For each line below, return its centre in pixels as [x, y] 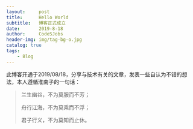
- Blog [25, 56]
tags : [13, 51]
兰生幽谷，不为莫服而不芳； [55, 94]
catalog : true [24, 46]
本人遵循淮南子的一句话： [48, 82]
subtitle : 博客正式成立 [36, 23]
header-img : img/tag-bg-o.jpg [44, 40]
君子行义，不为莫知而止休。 [55, 120]
